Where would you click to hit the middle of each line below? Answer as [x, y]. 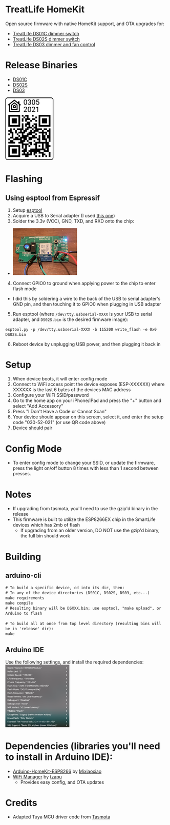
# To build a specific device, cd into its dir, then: [65, 588]
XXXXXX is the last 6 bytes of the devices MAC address [72, 390]
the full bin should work [45, 536]
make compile [19, 603]
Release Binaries [41, 65]
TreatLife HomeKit [45, 9]
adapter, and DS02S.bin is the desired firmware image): [70, 319]
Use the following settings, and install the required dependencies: [75, 662]
